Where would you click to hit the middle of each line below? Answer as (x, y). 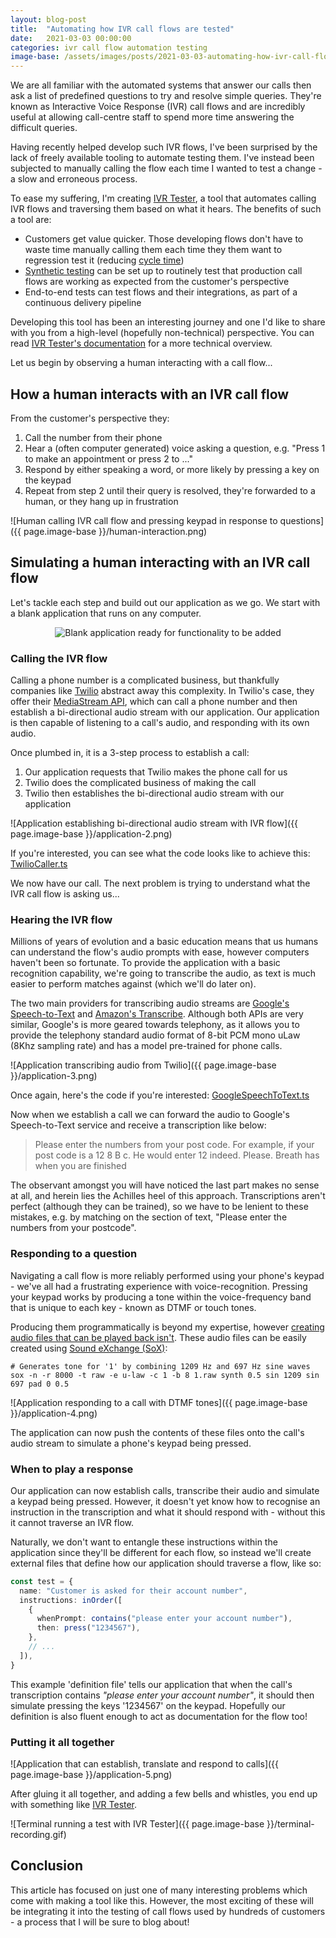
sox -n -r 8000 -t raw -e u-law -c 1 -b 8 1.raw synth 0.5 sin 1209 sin (165, 1375)
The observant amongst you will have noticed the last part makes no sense (165, 1185)
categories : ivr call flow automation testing (109, 47)
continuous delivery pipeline (83, 303)
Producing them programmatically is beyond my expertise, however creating (167, 1327)
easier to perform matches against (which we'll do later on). (133, 984)
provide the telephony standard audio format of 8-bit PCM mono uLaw (155, 1035)
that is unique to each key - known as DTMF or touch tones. (133, 1307)
